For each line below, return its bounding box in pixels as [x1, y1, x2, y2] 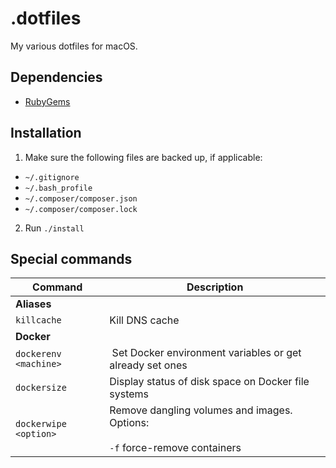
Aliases [15, 297, 52, 311]
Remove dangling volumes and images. [109, 403, 293, 417]
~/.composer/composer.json [24, 193, 138, 204]
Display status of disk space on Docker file [109, 375, 310, 389]
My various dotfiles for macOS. [10, 40, 138, 52]
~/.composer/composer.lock [24, 204, 138, 214]
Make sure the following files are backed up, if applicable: [24, 151, 263, 163]
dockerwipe [15, 418, 67, 430]
